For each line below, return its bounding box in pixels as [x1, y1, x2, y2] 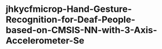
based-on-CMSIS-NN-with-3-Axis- [6, 25, 157, 36]
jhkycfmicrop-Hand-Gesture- [6, 3, 132, 15]
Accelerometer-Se [6, 35, 85, 47]
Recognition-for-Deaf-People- [6, 14, 135, 25]
